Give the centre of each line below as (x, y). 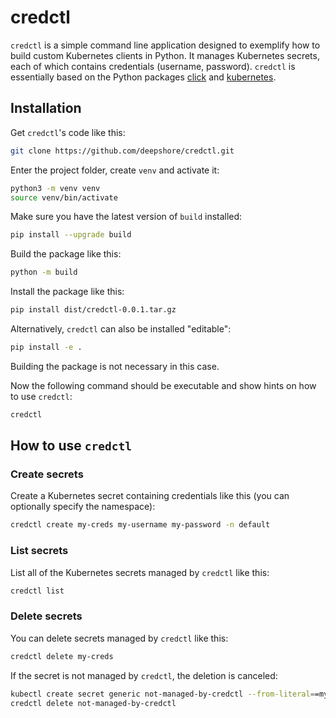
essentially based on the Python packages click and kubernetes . (143, 77)
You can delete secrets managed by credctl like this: (119, 638)
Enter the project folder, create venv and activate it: (115, 170)
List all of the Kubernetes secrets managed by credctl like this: (140, 572)
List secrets (39, 551)
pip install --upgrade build (71, 235)
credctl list (37, 591)
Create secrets (47, 474)
